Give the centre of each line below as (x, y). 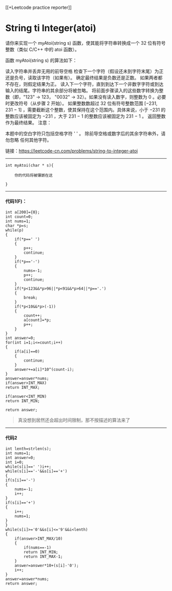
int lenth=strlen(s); (28, 449)
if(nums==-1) (38, 548)
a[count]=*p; (38, 320)
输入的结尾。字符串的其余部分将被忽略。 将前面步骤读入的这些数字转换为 (82, 90)
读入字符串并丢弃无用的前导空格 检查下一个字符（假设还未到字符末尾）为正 (84, 71)
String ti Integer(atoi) (51, 28)
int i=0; (15, 462)
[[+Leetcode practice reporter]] (38, 7)
